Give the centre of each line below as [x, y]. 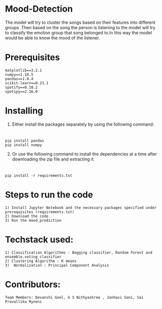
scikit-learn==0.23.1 [27, 83]
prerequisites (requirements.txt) [40, 212]
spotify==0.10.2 [21, 87]
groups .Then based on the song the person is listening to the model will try [80, 27]
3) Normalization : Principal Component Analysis [57, 265]
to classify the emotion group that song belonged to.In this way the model [79, 33]
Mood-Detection [39, 9]
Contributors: [33, 285]
